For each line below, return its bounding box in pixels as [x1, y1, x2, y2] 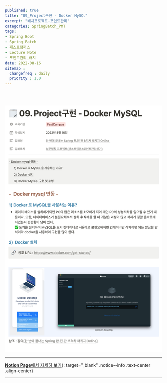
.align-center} [5, 368, 34, 374]
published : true [5, 8, 39, 13]
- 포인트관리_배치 [5, 55, 36, 60]
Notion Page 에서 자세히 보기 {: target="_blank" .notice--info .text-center [5, 362, 151, 368]
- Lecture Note [5, 50, 37, 55]
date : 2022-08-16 [5, 60, 41, 66]
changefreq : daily [9, 71, 50, 76]
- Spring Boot [5, 34, 35, 39]
